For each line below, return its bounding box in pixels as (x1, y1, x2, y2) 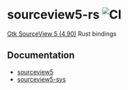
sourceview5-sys (16, 75, 66, 83)
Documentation (7, 49, 75, 61)
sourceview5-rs (7, 7, 100, 23)
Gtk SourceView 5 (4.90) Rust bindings (7, 30, 117, 38)
